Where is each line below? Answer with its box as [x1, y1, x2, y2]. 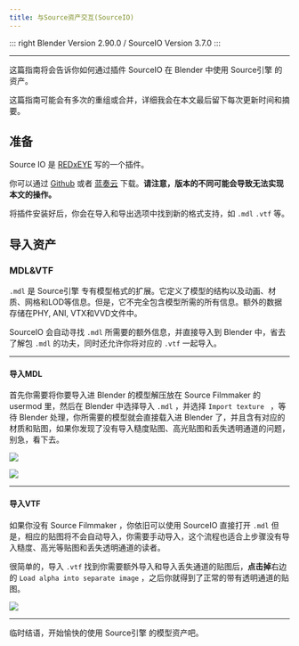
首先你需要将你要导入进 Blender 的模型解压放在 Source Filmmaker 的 [9, 389, 261, 401]
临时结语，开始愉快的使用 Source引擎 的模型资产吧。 [9, 627, 204, 638]
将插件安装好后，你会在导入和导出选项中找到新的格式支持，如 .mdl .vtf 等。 [9, 209, 290, 219]
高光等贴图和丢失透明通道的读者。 [39, 542, 166, 552]
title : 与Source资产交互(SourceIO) [9, 12, 135, 22]
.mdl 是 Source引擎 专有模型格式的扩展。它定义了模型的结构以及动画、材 [9, 286, 277, 297]
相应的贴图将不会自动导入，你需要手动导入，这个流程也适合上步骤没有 [24, 531, 282, 542]
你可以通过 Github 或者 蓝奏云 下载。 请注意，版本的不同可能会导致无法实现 [9, 178, 285, 189]
